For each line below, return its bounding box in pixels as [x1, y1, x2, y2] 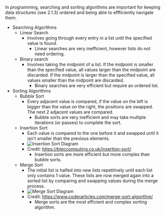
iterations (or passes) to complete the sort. [34, 119, 122, 125]
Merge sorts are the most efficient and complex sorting [34, 199, 147, 205]
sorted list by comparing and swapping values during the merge [27, 178, 158, 184]
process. [27, 183, 46, 189]
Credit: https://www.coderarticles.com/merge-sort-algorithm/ [27, 194, 153, 200]
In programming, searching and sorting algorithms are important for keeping [5, 4, 161, 10]
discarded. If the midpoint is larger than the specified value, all [27, 72, 155, 78]
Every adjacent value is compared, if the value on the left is [27, 99, 148, 104]
